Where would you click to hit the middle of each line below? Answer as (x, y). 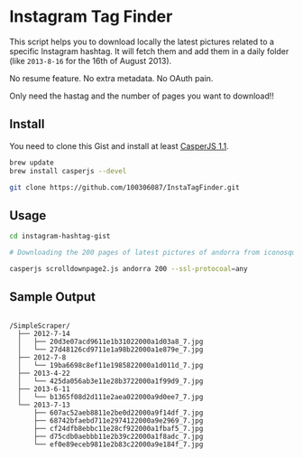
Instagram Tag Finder (91, 17)
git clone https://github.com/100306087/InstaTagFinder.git (125, 187)
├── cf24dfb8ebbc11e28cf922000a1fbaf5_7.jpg (118, 428)
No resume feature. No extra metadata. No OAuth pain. (111, 78)
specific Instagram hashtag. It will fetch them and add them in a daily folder (149, 51)
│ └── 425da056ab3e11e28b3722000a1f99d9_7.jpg (110, 381)
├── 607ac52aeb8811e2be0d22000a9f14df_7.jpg (118, 413)
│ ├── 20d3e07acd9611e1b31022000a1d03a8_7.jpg (110, 341)
